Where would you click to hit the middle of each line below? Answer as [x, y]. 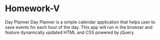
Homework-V [32, 9]
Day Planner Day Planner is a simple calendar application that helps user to [80, 22]
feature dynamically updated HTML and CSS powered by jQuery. [70, 32]
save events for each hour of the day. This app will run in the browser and [79, 27]
